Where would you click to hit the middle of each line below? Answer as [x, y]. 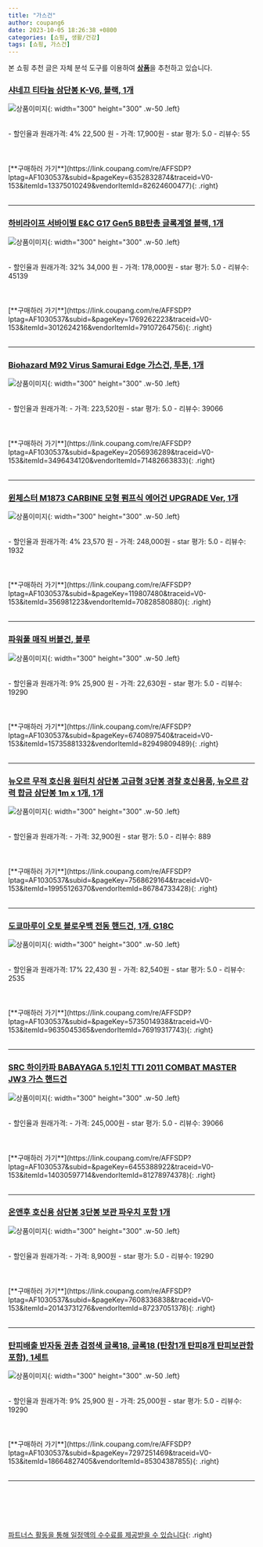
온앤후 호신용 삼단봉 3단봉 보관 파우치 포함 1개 [89, 1212]
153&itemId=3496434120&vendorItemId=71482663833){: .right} [112, 461]
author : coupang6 [36, 23]
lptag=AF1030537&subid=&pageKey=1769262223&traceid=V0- [110, 319]
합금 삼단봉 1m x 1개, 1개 [60, 792]
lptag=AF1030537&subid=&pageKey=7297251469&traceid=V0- [110, 1453]
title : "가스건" [32, 15]
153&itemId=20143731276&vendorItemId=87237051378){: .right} [112, 1307]
